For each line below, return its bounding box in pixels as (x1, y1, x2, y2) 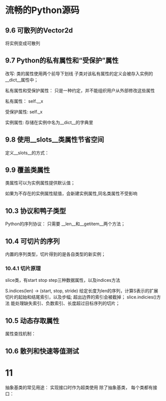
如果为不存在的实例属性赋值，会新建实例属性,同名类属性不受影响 (5, 191, 138, 197)
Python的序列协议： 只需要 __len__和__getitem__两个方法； (5, 221, 126, 227)
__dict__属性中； (5, 77, 39, 83)
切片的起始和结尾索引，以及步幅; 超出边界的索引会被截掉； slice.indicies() (5, 294, 157, 300)
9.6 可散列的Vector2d (5, 26, 73, 35)
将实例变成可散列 (5, 41, 40, 46)
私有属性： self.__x (5, 98, 43, 104)
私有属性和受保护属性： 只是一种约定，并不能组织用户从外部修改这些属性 (5, 87, 155, 93)
